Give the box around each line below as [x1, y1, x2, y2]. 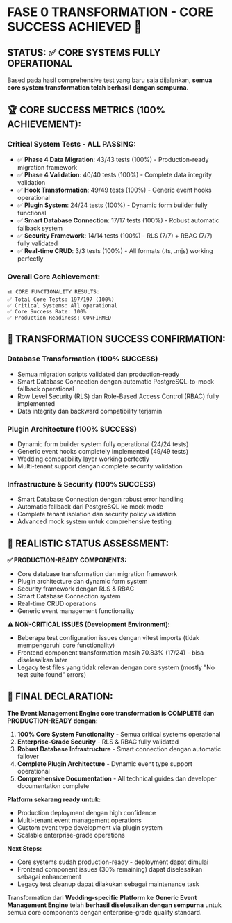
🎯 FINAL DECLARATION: [7, 691, 113, 703]
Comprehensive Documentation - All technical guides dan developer [17, 774, 217, 783]
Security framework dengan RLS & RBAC [17, 585, 134, 593]
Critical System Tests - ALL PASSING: [7, 140, 137, 149]
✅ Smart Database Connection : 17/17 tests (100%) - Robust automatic [17, 216, 220, 224]
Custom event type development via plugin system [17, 823, 163, 831]
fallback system [17, 224, 63, 232]
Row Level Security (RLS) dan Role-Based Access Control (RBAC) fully [17, 392, 219, 400]
